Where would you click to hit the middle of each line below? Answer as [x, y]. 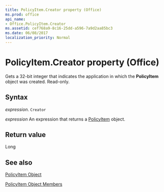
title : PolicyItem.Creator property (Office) [53, 10]
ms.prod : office [22, 14]
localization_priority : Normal [38, 38]
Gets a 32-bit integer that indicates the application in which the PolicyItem [82, 76]
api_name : [15, 19]
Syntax [16, 97]
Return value [25, 135]
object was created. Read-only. [37, 81]
